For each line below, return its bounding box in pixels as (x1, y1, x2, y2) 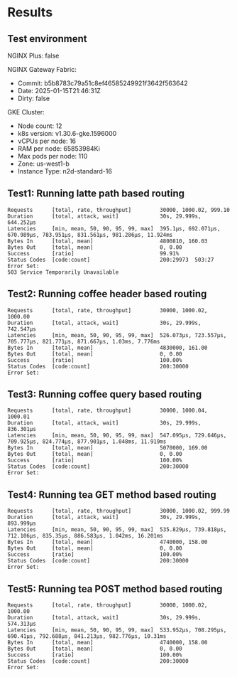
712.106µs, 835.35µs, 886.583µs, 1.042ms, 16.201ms (7, 533, 163, 540)
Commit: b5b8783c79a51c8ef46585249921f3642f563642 (17, 79, 188, 87)
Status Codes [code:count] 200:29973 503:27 (7, 256, 214, 263)
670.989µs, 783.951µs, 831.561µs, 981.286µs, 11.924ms (7, 231, 173, 238)
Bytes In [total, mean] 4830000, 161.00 (7, 344, 208, 351)
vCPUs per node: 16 (17, 137, 77, 145)
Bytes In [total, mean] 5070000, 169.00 (7, 444, 208, 452)
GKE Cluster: (7, 108, 45, 116)
